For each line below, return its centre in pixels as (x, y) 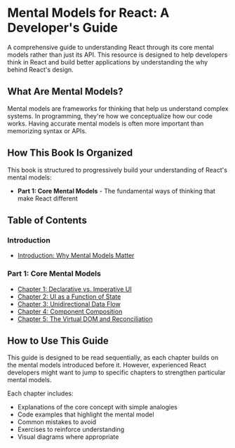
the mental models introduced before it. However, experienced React (107, 365)
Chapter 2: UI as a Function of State (69, 297)
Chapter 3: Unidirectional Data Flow (69, 304)
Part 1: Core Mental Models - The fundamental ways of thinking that (116, 191)
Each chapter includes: (40, 393)
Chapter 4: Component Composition (70, 311)
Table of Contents (47, 220)
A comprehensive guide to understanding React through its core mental (110, 47)
